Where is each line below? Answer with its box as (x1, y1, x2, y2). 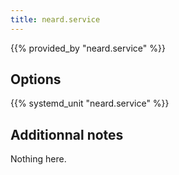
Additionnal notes (10, 126, 124, 143)
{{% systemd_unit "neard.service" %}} (10, 97, 170, 110)
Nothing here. (10, 153, 67, 165)
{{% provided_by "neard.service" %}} (10, 42, 166, 54)
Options (10, 71, 62, 88)
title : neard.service (10, 14, 101, 25)
